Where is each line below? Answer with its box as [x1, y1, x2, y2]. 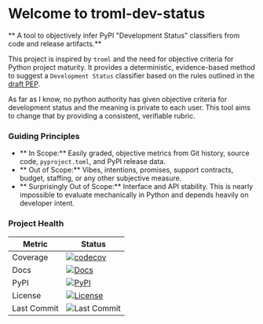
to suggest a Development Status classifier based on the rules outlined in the [8, 71, 255, 80]
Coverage [12, 252, 49, 263]
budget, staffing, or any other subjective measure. [19, 173, 182, 183]
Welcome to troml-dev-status [8, 5, 206, 23]
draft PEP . [8, 79, 41, 89]
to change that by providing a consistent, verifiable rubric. [8, 111, 196, 120]
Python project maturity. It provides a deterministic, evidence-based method [8, 62, 255, 71]
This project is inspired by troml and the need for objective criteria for [8, 54, 234, 64]
